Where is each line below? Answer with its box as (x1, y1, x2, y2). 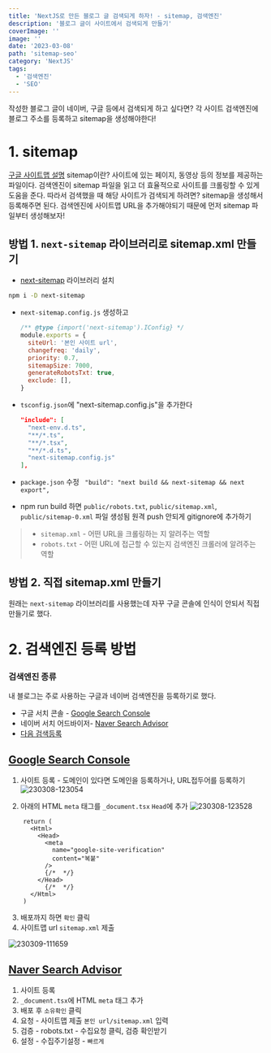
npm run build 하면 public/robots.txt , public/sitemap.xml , (19, 502, 217, 511)
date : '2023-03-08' (8, 42, 75, 50)
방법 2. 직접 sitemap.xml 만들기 (8, 575, 161, 590)
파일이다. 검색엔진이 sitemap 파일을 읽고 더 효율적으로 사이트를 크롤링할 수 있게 (8, 181, 260, 190)
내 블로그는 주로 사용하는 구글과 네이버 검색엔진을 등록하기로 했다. (8, 691, 217, 701)
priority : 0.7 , (28, 354, 80, 362)
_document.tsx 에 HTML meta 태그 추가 (19, 995, 144, 1005)
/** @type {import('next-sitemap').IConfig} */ (19, 324, 184, 332)
